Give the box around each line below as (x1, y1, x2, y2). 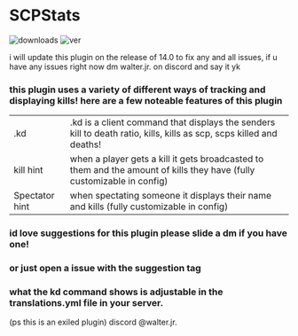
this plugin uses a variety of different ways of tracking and (9, 83, 266, 96)
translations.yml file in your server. (9, 297, 164, 309)
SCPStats (9, 5, 81, 26)
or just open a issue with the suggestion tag (9, 262, 201, 275)
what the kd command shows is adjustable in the (9, 285, 223, 298)
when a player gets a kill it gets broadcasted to (69, 152, 264, 165)
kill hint (13, 164, 43, 176)
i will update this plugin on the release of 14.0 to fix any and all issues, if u (9, 51, 278, 62)
